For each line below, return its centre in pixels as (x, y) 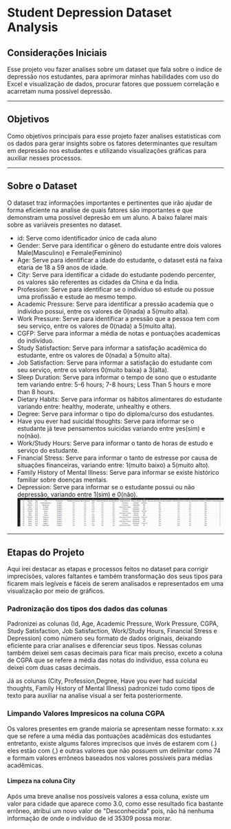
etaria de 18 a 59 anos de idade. (62, 267)
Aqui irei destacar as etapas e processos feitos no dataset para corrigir (108, 569)
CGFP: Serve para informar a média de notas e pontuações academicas (119, 333)
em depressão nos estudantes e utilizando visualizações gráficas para (107, 150)
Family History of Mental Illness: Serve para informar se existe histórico (118, 472)
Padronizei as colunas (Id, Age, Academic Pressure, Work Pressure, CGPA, (113, 624)
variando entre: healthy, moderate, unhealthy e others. (94, 406)
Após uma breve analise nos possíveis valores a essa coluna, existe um (108, 796)
